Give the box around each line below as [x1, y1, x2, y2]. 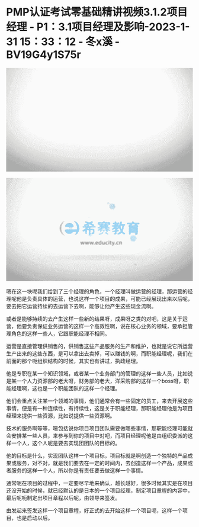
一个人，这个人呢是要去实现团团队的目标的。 [11, 439, 120, 447]
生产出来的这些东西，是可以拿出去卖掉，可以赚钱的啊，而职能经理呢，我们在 [6, 350, 193, 357]
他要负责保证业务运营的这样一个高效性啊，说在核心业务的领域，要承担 [16, 323, 188, 330]
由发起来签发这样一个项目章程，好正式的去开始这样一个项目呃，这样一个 [6, 507, 182, 514]
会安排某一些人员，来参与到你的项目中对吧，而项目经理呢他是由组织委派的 [6, 432, 188, 439]
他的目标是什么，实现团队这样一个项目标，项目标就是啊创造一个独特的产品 [6, 452, 188, 459]
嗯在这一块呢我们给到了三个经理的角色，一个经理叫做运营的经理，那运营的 [6, 288, 188, 295]
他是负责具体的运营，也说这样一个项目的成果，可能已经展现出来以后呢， [16, 295, 193, 303]
